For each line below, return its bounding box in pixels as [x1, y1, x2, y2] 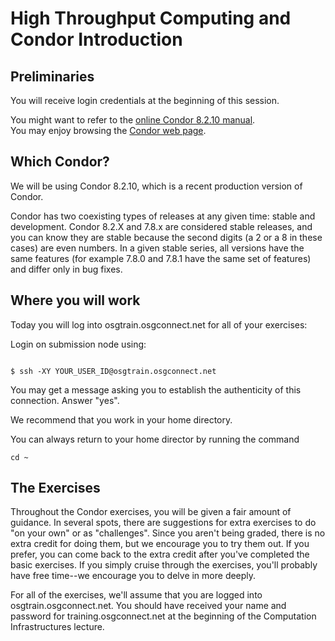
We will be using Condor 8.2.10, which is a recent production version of [10, 180, 303, 192]
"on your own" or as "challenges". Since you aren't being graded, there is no [10, 527, 326, 539]
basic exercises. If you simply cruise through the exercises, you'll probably [10, 559, 318, 571]
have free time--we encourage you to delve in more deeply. [10, 570, 257, 582]
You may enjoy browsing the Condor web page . [10, 125, 207, 136]
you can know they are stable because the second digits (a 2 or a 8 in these [10, 231, 323, 243]
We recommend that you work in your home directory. [10, 413, 233, 426]
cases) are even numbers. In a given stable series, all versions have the [10, 242, 305, 254]
